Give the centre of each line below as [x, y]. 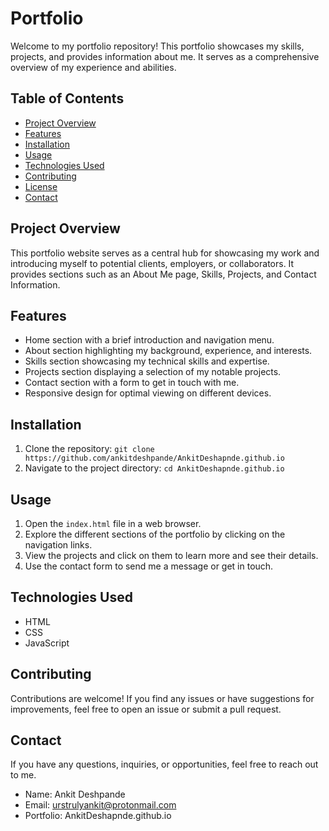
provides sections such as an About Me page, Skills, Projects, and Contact [163, 274]
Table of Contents [67, 98]
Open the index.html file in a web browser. [113, 523]
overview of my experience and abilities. [93, 67]
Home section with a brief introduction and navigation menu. [149, 340]
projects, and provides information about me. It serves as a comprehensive [165, 56]
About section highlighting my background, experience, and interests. [168, 351]
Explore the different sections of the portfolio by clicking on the [155, 534]
